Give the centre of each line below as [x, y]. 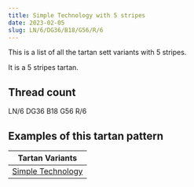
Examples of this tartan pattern [86, 136]
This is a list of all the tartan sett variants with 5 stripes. [97, 53]
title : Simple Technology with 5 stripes [77, 15]
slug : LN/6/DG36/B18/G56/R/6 [56, 30]
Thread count [42, 92]
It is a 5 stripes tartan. [43, 68]
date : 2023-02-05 [37, 23]
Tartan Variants [48, 158]
